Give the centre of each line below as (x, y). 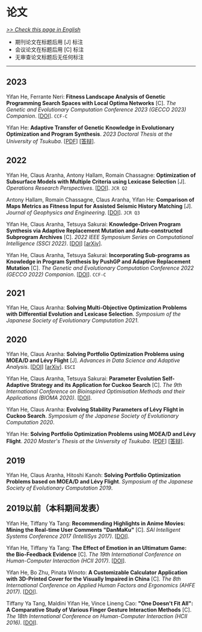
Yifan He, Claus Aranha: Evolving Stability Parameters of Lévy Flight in (95, 410)
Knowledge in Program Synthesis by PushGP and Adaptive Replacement (99, 261)
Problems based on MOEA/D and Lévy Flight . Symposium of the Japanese (100, 481)
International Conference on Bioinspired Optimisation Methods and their (96, 391)
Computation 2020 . (31, 423)
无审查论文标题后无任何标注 (49, 57)
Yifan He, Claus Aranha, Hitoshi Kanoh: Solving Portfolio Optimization (93, 475)
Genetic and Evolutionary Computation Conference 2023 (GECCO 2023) (96, 109)
